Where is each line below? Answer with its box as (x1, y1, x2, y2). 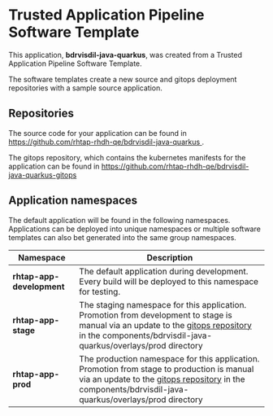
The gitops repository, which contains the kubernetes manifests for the (8, 152, 246, 162)
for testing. (79, 286, 120, 297)
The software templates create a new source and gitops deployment (8, 74, 237, 84)
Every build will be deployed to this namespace (79, 275, 258, 287)
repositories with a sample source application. (8, 83, 162, 93)
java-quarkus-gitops (8, 169, 77, 180)
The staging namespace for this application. (79, 299, 247, 310)
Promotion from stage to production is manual (79, 363, 254, 374)
